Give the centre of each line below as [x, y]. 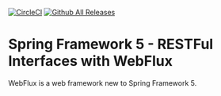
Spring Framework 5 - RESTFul [111, 44]
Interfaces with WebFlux [90, 61]
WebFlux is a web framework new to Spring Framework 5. [103, 83]
